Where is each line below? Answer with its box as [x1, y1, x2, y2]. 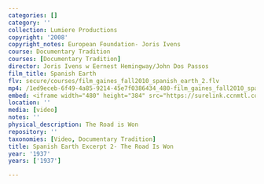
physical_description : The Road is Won [8, 121, 139, 128]
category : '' [8, 19, 51, 27]
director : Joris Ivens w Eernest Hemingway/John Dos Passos [8, 63, 210, 70]
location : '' [8, 99, 51, 106]
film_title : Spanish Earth [8, 70, 97, 78]
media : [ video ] [8, 106, 58, 114]
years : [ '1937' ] [8, 157, 61, 165]
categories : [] [8, 11, 58, 20]
